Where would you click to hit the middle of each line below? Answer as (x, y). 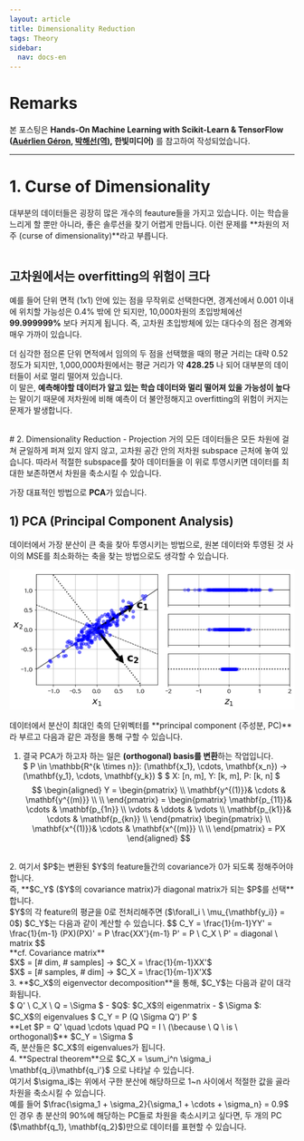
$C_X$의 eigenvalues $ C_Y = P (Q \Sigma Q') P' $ (103, 1017)
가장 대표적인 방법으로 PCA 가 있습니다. (78, 492)
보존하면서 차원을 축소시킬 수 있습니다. (94, 473)
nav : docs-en (42, 58)
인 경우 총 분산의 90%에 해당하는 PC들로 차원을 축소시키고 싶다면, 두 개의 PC (146, 1116)
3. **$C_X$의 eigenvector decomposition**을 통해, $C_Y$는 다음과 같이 (142, 983)
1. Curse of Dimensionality (110, 187)
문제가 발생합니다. (41, 410)
